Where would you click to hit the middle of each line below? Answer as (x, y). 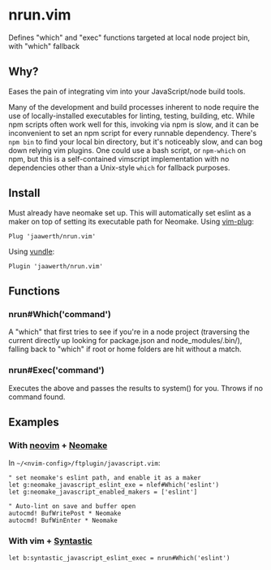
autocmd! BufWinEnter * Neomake (63, 521)
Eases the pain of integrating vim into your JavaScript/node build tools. (127, 91)
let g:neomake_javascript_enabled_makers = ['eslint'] (103, 492)
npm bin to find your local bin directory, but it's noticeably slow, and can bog (135, 141)
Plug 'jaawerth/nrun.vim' (52, 236)
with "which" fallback (44, 46)
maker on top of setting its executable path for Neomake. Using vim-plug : (131, 221)
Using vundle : (32, 251)
